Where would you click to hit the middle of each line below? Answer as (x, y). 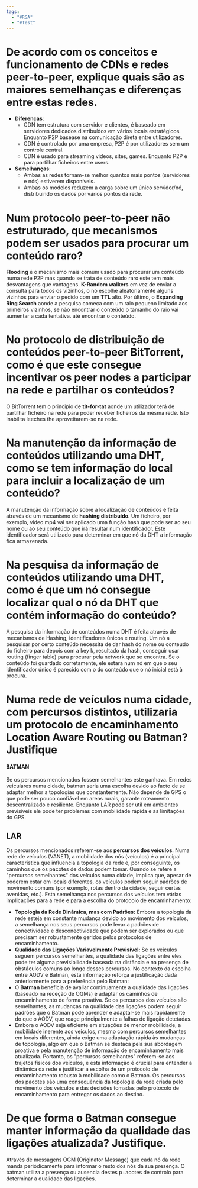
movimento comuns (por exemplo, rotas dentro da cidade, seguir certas (94, 888)
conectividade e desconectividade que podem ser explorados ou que (99, 931)
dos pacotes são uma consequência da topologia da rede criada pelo (99, 1082)
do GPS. (16, 818)
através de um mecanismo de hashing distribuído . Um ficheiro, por (88, 516)
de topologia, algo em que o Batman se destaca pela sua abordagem (98, 1044)
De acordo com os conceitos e (82, 52)
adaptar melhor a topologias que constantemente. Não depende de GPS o (96, 792)
